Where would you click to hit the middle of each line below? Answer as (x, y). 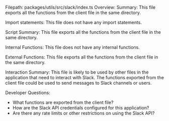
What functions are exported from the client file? (63, 102)
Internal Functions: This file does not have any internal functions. (73, 47)
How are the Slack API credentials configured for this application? (81, 108)
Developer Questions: (28, 93)
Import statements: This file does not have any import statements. (74, 22)
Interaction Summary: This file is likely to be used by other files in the (77, 72)
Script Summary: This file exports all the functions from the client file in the (83, 32)
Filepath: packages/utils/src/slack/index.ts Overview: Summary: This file (80, 7)
